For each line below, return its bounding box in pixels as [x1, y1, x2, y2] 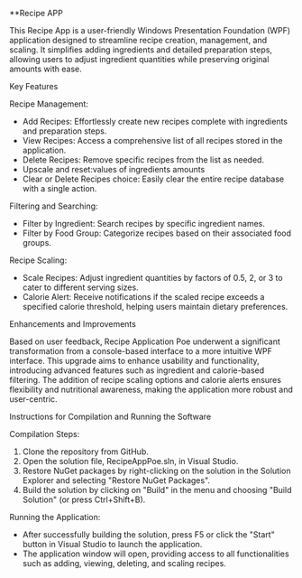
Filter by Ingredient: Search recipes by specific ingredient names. [22, 219, 266, 228]
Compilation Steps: [9, 429, 80, 439]
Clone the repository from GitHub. [22, 446, 149, 457]
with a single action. [22, 183, 97, 193]
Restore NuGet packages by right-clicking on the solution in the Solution [22, 465, 291, 476]
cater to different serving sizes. [22, 282, 139, 293]
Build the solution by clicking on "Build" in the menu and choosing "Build [22, 485, 292, 495]
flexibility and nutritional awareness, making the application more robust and [9, 384, 293, 395]
